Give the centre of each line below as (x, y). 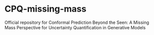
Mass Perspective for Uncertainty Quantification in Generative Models (75, 27)
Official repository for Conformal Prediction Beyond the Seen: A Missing (77, 22)
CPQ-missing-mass (45, 9)
